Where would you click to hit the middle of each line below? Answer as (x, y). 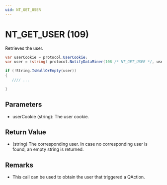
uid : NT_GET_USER (23, 10)
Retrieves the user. (24, 48)
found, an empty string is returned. (48, 149)
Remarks (19, 165)
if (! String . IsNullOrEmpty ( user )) (41, 71)
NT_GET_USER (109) (47, 34)
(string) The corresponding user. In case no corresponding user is (80, 144)
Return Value (26, 132)
